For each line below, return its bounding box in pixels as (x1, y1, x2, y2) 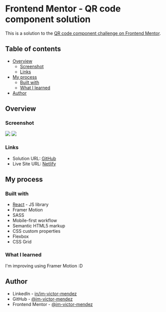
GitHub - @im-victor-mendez (12, 296, 73, 302)
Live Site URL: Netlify (12, 161, 56, 167)
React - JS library (12, 201, 49, 208)
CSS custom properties (12, 228, 61, 234)
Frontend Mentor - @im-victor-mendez (12, 301, 93, 307)
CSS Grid (12, 239, 31, 245)
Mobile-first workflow (12, 217, 57, 223)
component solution (5, 14, 91, 25)
